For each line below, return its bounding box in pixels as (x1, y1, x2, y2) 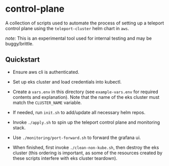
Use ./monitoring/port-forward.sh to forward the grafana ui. (12, 134, 141, 141)
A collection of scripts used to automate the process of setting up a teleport (5, 20, 164, 26)
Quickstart (5, 56, 40, 64)
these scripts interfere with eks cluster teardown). (12, 155, 118, 161)
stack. (12, 124, 26, 130)
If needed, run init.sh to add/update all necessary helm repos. (12, 109, 146, 115)
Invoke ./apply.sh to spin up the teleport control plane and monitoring (12, 119, 160, 125)
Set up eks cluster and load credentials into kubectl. (12, 78, 122, 85)
